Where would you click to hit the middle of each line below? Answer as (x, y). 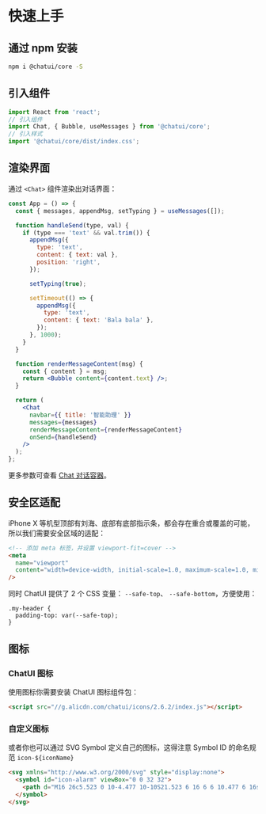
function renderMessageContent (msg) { (80, 364)
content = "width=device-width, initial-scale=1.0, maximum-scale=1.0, (132, 570)
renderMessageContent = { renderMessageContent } (105, 430)
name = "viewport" (42, 563)
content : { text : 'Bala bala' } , (99, 320)
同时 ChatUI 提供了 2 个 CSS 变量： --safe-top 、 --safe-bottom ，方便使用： (133, 594)
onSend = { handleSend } (63, 437)
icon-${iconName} (46, 758)
